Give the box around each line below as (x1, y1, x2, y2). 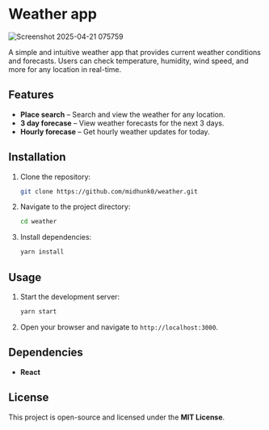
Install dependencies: (19, 232, 92, 242)
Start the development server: (19, 292, 120, 301)
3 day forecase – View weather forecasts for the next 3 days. (19, 118, 225, 128)
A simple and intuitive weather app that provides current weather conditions (8, 47, 261, 57)
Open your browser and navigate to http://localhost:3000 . (19, 321, 218, 332)
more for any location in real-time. (8, 64, 122, 74)
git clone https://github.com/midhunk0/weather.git (19, 187, 198, 195)
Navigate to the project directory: (19, 202, 131, 211)
